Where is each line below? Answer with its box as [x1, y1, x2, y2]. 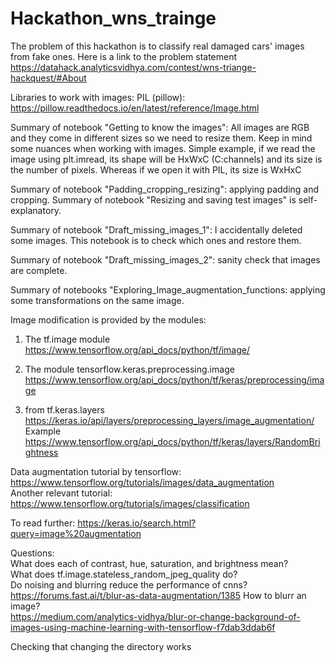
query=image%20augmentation [10, 527, 142, 539]
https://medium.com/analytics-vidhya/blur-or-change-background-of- [10, 610, 301, 622]
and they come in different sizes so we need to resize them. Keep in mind [10, 132, 313, 144]
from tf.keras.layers [24, 403, 105, 416]
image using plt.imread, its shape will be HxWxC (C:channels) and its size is [10, 153, 323, 165]
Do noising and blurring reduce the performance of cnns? [10, 578, 248, 591]
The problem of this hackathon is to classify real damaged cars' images [10, 40, 305, 52]
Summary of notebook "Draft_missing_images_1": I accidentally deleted [10, 223, 303, 236]
